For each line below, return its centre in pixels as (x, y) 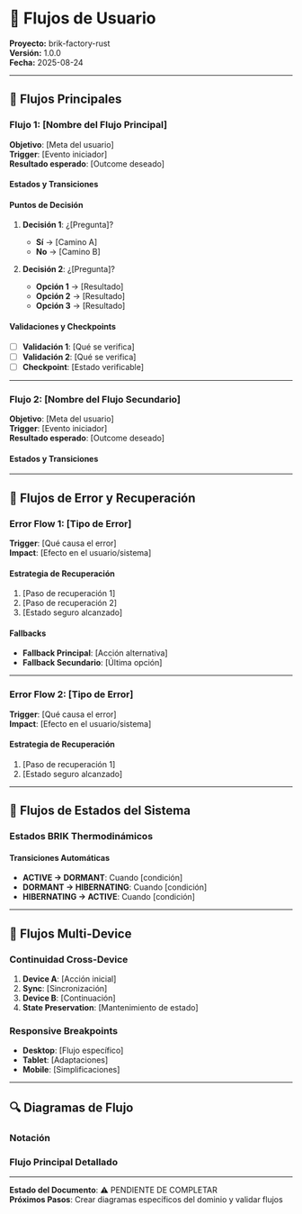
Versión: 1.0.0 (35, 52)
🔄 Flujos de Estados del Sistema (100, 811)
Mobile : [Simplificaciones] (71, 1070)
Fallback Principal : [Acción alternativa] (95, 653)
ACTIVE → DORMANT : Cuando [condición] (102, 878)
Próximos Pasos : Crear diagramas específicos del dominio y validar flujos (146, 1200)
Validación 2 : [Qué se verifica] (79, 357)
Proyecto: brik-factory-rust (60, 43)
